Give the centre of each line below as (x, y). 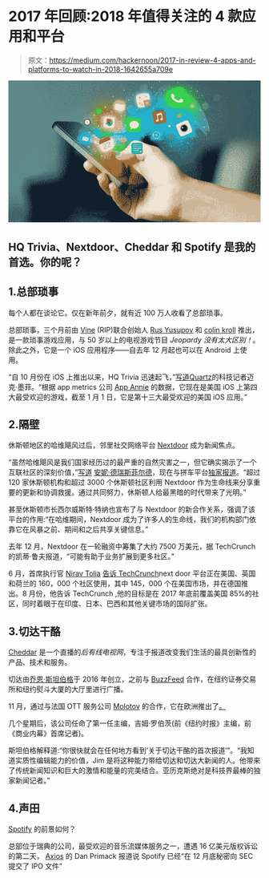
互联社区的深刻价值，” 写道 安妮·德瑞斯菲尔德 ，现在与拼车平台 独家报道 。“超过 (134, 472)
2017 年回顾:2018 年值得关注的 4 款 (125, 16)
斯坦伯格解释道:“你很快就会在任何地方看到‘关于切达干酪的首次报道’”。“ (124, 751)
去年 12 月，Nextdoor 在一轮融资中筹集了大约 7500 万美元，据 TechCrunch (132, 547)
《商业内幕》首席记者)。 (48, 734)
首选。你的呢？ (45, 262)
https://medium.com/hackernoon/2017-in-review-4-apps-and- (153, 60)
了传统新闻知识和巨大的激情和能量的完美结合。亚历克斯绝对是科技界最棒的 (131, 771)
